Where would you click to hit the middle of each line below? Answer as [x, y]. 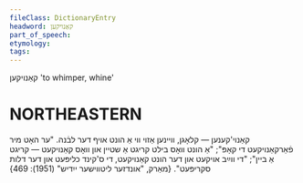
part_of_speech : [40, 35]
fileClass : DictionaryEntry [63, 18]
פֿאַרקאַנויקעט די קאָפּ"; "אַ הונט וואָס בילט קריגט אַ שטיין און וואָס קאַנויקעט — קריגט [151, 149]
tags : [20, 52]
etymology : [30, 43]
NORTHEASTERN [76, 114]
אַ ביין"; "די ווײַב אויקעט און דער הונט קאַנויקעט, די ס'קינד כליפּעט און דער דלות [142, 159]
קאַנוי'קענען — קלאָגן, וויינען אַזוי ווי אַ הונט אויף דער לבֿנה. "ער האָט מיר [130, 140]
